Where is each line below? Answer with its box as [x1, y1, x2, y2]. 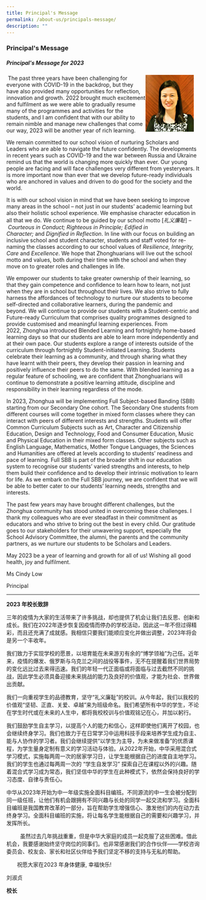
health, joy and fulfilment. [6, 558, 71, 566]
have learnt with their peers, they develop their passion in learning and [6, 359, 185, 367]
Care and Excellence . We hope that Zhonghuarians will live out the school [6, 249, 193, 257]
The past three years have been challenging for [7, 74, 128, 82]
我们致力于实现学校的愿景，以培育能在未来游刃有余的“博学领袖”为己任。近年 [6, 650, 199, 657]
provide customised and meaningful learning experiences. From [6, 320, 168, 328]
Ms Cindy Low [6, 570, 43, 577]
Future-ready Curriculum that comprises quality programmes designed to [6, 314, 192, 321]
